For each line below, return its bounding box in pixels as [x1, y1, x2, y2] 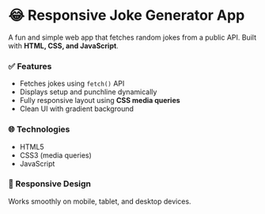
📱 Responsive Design [8, 178, 91, 189]
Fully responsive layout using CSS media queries [19, 96, 180, 105]
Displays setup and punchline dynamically [19, 87, 157, 97]
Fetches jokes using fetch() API [19, 78, 125, 89]
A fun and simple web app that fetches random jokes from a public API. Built [8, 32, 257, 42]
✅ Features [8, 60, 52, 71]
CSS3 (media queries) [19, 150, 93, 160]
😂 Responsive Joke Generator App [8, 6, 245, 25]
